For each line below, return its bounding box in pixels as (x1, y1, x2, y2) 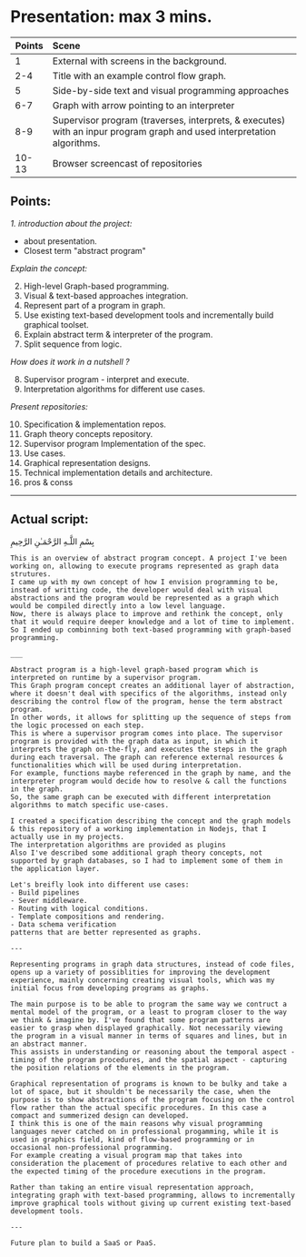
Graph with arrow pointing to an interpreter (52, 98, 235, 111)
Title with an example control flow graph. (52, 69, 226, 82)
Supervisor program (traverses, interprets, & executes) (52, 114, 285, 127)
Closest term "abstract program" (23, 245, 146, 256)
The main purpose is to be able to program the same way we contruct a (10, 999, 287, 1009)
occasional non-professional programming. (10, 1142, 173, 1152)
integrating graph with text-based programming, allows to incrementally (10, 1191, 296, 1200)
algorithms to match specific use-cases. (10, 800, 170, 809)
